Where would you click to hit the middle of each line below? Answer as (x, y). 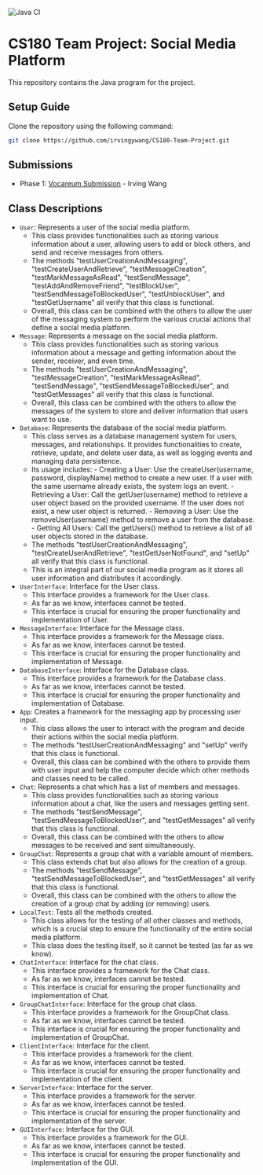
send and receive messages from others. (98, 252)
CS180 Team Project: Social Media (122, 44)
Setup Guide (39, 107)
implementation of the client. (77, 1079)
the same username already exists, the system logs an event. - (133, 487)
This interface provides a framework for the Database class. (128, 678)
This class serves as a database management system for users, (134, 436)
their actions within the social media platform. (105, 737)
